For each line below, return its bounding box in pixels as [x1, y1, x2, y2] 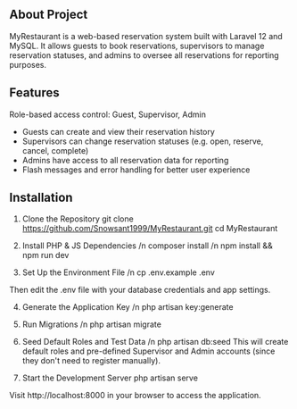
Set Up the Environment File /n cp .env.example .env [21, 267, 216, 278]
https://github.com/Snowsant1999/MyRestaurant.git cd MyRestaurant [21, 223, 278, 234]
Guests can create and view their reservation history [21, 126, 216, 137]
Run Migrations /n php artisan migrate [21, 319, 162, 330]
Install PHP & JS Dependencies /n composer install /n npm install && [21, 240, 274, 251]
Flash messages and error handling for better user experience [21, 164, 251, 175]
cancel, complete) [21, 145, 89, 155]
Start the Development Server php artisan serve [21, 372, 199, 383]
